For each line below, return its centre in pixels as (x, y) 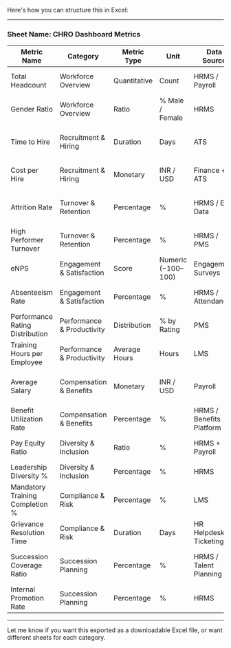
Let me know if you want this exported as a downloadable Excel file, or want (115, 630)
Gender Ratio (32, 109)
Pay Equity (28, 443)
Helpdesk (209, 533)
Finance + (210, 170)
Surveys (207, 273)
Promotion (27, 598)
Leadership (29, 468)
